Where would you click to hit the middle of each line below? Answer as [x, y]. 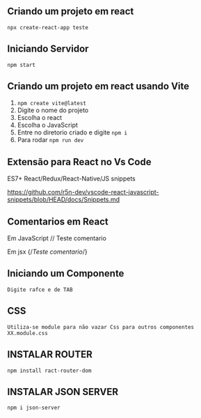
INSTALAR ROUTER [50, 355]
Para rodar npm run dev [50, 140]
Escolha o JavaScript [48, 125]
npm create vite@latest [52, 104]
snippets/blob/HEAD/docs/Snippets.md [64, 200]
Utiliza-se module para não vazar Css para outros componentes [101, 327]
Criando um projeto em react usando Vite [98, 86]
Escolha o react [40, 118]
